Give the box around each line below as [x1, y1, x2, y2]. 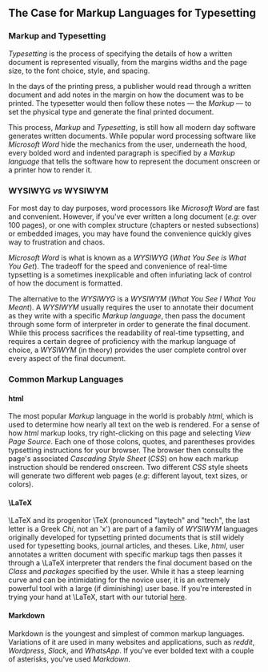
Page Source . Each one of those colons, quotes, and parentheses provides [8, 437, 256, 447]
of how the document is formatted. [8, 278, 123, 288]
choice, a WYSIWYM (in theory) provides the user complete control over [8, 345, 246, 354]
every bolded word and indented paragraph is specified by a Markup [8, 148, 235, 157]
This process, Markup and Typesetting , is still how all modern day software [8, 122, 256, 132]
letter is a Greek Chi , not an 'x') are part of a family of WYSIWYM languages [8, 524, 258, 534]
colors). [8, 480, 34, 489]
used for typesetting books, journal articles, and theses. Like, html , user [8, 541, 245, 551]
